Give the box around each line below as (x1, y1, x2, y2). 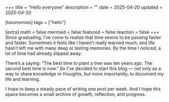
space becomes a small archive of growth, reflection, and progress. (5, 91, 146, 97)
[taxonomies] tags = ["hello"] (5, 20, 66, 25)
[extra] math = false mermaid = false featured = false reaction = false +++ (5, 29, 160, 35)
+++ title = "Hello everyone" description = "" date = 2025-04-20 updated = (5, 5, 163, 10)
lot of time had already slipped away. (5, 50, 82, 56)
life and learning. (5, 76, 40, 82)
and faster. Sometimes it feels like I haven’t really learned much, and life (5, 40, 155, 46)
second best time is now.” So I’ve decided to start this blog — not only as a (5, 65, 161, 71)
